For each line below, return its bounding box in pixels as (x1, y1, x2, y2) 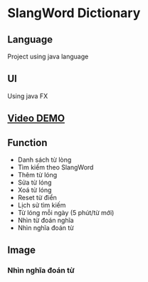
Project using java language (7, 52, 89, 61)
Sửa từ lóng (17, 178, 52, 187)
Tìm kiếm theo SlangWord (17, 163, 94, 172)
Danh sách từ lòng (17, 155, 72, 164)
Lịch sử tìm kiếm (17, 201, 66, 209)
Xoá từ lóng (17, 186, 52, 194)
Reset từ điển (17, 194, 57, 202)
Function (7, 137, 48, 149)
